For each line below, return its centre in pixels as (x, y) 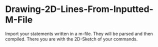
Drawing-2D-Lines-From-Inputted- (79, 9)
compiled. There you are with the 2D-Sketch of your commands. (71, 39)
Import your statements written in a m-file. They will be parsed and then (79, 33)
